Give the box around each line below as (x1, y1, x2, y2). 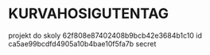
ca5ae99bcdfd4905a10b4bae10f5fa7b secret (8, 38, 157, 48)
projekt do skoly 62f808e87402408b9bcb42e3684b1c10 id (8, 31, 203, 40)
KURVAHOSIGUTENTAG (8, 5, 169, 23)
